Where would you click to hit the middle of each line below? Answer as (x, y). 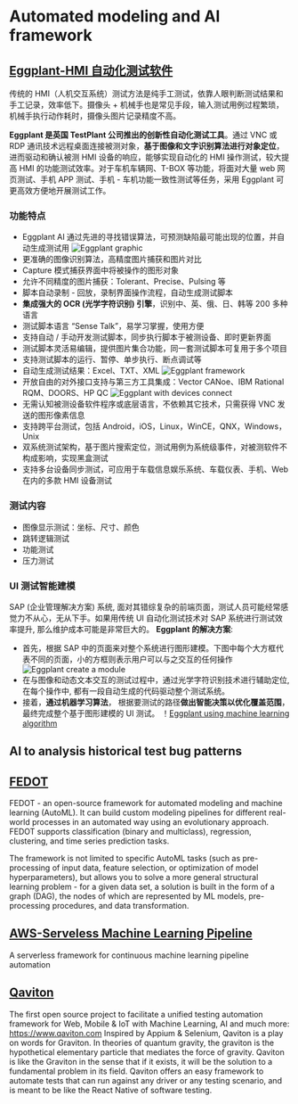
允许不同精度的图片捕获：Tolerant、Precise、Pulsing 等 (124, 282)
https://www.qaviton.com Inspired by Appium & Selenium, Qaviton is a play (146, 1033)
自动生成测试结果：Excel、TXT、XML (91, 371)
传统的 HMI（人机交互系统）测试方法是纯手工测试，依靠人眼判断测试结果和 (146, 94)
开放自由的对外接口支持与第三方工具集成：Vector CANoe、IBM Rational (153, 382)
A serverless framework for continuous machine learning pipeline (129, 955)
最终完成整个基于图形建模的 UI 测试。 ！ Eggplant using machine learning (156, 713)
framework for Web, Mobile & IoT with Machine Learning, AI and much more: (149, 1024)
